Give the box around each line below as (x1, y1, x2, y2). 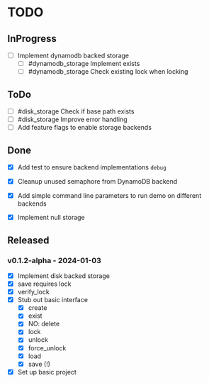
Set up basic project (17, 367, 77, 376)
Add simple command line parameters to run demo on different (17, 191, 202, 200)
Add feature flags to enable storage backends (17, 123, 152, 132)
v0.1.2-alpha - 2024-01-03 (7, 255, 101, 265)
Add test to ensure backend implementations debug (17, 163, 166, 171)
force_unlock (28, 343, 67, 352)
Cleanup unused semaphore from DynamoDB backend (17, 177, 178, 186)
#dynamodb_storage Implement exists (28, 60, 140, 68)
